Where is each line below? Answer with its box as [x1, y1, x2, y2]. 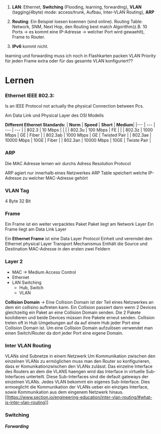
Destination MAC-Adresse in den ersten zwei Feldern [5, 246, 111, 252]
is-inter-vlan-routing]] [5, 399, 49, 405]
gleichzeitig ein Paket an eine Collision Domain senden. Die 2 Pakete [5, 310, 141, 315]
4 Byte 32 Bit [5, 198, 31, 204]
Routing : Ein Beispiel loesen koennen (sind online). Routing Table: [12, 19, 143, 24]
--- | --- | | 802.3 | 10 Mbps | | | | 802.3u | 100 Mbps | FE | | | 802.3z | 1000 [5, 127, 153, 133]
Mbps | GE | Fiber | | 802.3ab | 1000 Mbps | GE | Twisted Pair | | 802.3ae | [5, 132, 152, 138]
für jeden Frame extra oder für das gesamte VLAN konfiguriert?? [5, 58, 134, 63]
